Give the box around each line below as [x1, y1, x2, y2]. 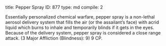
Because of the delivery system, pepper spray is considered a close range [5, 30, 161, 35]
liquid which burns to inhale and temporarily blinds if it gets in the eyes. [5, 24, 154, 30]
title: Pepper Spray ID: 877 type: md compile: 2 [5, 4, 103, 10]
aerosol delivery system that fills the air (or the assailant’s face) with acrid [5, 19, 159, 25]
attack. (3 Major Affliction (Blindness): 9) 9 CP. [5, 35, 103, 41]
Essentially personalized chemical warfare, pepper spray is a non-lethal [5, 14, 155, 19]
